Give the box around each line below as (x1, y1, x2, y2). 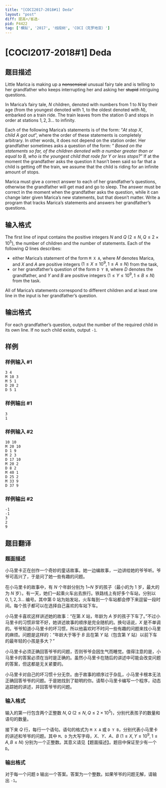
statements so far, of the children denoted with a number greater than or (5, 148, 153, 154)
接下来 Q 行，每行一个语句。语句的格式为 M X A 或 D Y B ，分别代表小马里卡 (5, 727, 158, 732)
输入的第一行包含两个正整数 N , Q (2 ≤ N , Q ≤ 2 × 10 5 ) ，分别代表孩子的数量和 (5, 709, 161, 716)
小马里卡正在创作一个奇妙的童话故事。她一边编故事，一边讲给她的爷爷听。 (5, 567, 157, 573)
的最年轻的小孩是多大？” (5, 638, 55, 644)
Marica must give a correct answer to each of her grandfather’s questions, (5, 179, 157, 185)
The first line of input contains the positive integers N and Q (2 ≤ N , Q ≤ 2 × (5, 234, 159, 240)
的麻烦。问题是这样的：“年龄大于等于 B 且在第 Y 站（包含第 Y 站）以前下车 (5, 631, 157, 637)
